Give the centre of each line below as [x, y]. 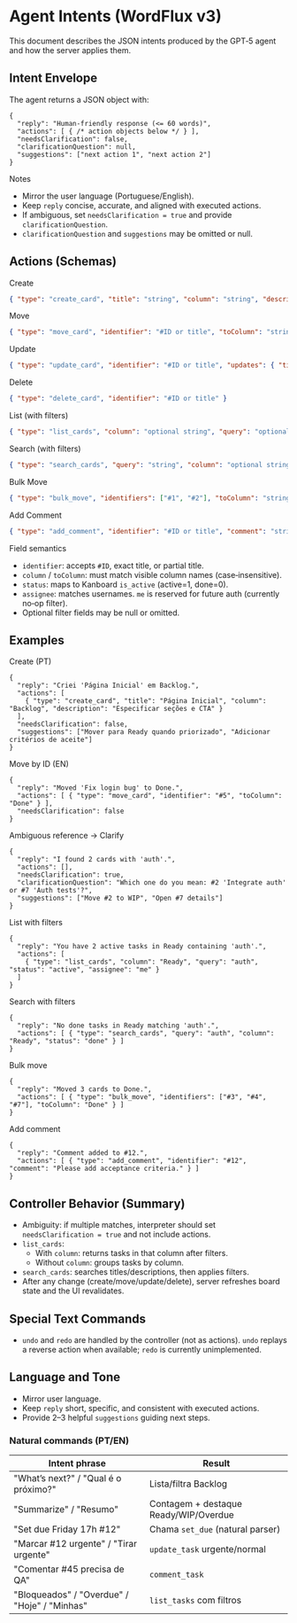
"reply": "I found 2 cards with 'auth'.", [96, 860]
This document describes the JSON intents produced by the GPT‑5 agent [143, 41]
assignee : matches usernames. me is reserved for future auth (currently [151, 593]
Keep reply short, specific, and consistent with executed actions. [141, 1408]
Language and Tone [65, 1377]
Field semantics [38, 548]
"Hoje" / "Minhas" [51, 1606]
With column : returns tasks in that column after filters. [131, 1253]
